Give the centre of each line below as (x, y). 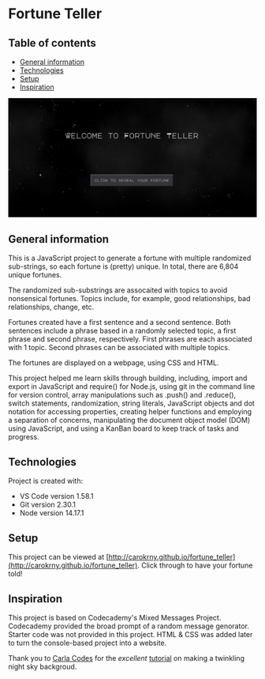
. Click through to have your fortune (195, 565)
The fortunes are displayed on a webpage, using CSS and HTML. (114, 363)
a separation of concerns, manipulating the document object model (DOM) (129, 421)
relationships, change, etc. (51, 307)
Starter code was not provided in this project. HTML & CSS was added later (131, 634)
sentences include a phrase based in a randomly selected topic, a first (122, 331)
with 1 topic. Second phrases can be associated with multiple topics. (119, 348)
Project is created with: (46, 481)
